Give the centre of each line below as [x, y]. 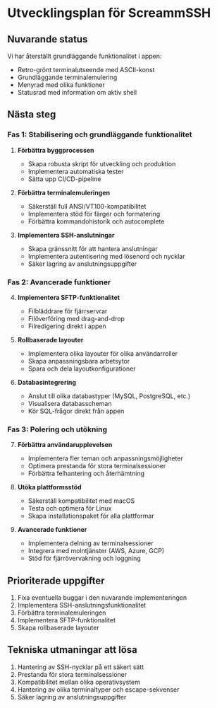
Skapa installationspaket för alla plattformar [91, 516]
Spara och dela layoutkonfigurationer [82, 368]
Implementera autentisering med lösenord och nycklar [106, 256]
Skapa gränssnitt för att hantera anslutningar [93, 248]
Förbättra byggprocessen [56, 150]
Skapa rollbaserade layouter [58, 628]
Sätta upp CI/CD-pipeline [64, 179]
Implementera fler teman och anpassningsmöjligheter [105, 458]
